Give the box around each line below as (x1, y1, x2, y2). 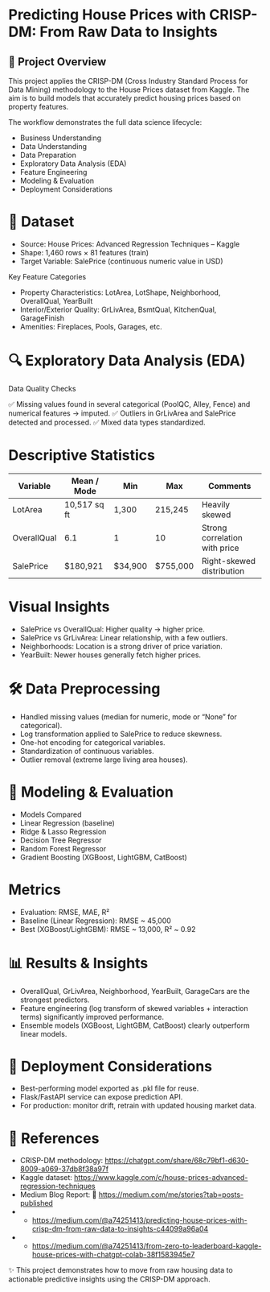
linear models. (19, 1029, 67, 1038)
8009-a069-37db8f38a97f (19, 1164, 109, 1174)
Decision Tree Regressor (19, 835, 102, 845)
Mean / (71, 475, 99, 487)
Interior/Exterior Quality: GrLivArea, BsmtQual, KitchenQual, (19, 304, 217, 314)
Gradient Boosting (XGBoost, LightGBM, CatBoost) (19, 852, 187, 862)
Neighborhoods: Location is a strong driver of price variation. (19, 641, 223, 651)
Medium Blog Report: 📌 (19, 1190, 97, 1199)
